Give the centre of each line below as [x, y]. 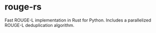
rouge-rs [23, 7]
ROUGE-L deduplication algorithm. [39, 25]
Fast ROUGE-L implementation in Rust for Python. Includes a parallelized [78, 20]
